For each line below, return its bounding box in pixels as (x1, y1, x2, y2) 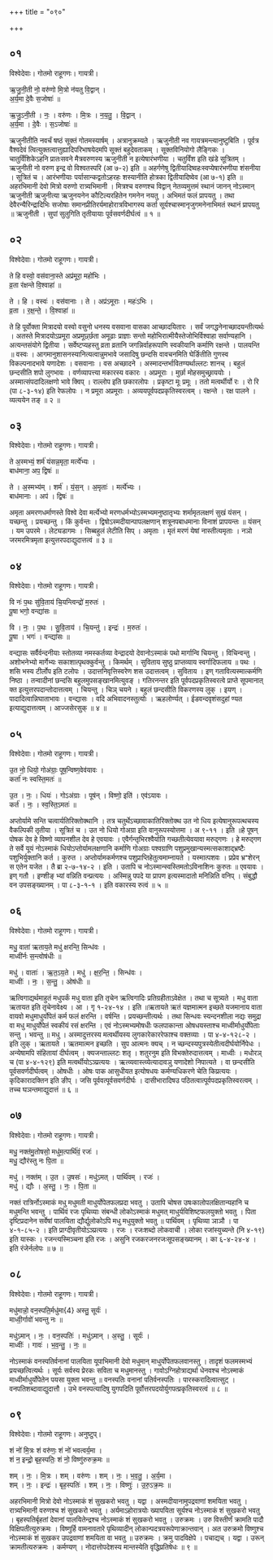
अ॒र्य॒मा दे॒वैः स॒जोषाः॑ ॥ (9, 94, 61, 103)
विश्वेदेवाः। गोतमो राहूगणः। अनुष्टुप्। (9, 1429, 102, 1439)
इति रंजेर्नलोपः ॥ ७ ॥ (9, 1243, 63, 1253)
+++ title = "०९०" (9, 7, 66, 16)
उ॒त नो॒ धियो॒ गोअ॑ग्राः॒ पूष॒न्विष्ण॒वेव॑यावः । (9, 765, 104, 775)
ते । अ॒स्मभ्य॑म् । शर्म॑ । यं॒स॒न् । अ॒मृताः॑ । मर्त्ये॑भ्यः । (9, 482, 141, 492)
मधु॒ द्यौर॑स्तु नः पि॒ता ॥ (9, 1155, 64, 1165)
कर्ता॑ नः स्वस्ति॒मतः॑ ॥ (9, 774, 62, 784)
